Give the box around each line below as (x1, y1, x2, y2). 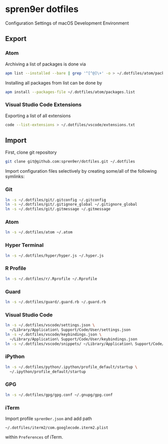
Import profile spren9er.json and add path (5, 415, 92, 421)
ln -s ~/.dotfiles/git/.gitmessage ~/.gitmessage (5, 207, 111, 212)
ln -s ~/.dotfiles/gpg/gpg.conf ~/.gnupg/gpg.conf (5, 392, 113, 397)
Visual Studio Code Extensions (5, 101, 81, 108)
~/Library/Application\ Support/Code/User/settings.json (9, 327, 131, 332)
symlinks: (5, 174, 25, 180)
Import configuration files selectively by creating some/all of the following (5, 168, 157, 174)
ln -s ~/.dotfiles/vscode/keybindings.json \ (5, 332, 101, 337)
